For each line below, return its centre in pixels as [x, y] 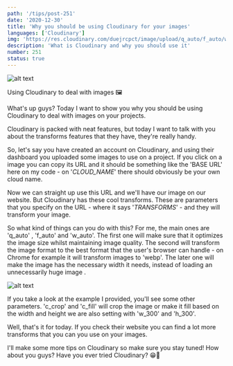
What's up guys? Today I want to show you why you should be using [105, 108]
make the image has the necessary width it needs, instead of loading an [110, 264]
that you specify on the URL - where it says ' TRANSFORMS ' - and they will [114, 207]
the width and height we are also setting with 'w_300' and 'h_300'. [102, 313]
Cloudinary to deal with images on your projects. [77, 116]
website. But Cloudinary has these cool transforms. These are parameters [113, 200]
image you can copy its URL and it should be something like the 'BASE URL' [115, 164]
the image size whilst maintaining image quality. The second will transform [113, 242]
